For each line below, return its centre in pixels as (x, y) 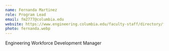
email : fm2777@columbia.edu (35, 19)
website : (14, 24)
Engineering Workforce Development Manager (53, 43)
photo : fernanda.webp (28, 29)
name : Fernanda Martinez (31, 10)
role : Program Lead (26, 15)
